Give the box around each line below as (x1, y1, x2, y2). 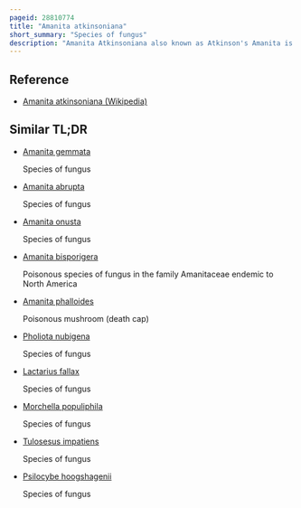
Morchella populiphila (22, 400, 103, 411)
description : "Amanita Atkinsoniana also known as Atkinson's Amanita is (9, 38, 294, 48)
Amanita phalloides (22, 296, 95, 306)
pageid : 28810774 (9, 13, 75, 23)
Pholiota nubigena (22, 331, 90, 342)
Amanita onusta (22, 216, 81, 227)
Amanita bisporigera (22, 250, 99, 262)
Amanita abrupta (22, 181, 85, 192)
